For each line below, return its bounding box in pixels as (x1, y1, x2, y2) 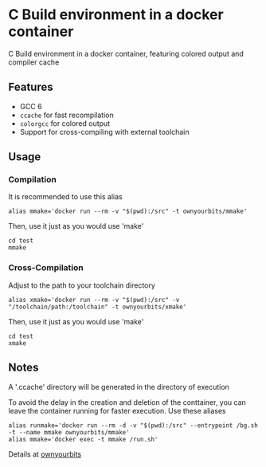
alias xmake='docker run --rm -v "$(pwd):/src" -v (8, 296, 180, 304)
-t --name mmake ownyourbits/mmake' (8, 428, 130, 436)
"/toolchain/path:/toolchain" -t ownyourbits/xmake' (8, 303, 187, 311)
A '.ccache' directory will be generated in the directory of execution (8, 382, 229, 391)
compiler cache (8, 57, 60, 67)
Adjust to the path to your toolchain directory (8, 281, 155, 290)
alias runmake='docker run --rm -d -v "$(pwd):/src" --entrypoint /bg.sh (8, 421, 259, 430)
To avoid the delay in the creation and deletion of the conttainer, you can (8, 397, 247, 407)
